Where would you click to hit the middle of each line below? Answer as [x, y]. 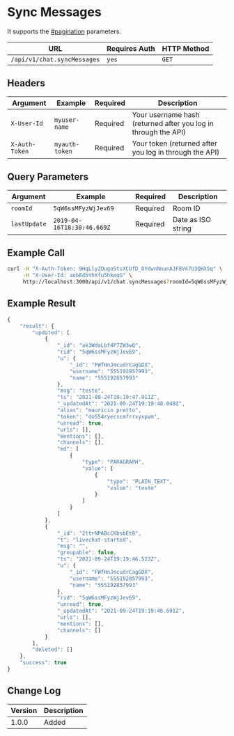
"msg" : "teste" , [80, 391]
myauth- [67, 144]
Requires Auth [131, 48]
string [182, 228]
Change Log [34, 691]
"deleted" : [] [53, 650]
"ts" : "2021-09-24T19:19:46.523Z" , [108, 559]
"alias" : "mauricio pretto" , [99, 410]
